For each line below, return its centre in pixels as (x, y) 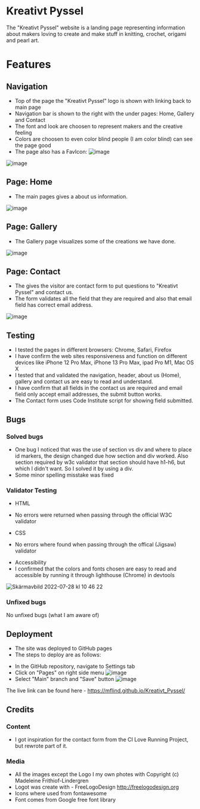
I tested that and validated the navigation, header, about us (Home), (98, 376)
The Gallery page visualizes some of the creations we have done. (95, 241)
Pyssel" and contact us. (44, 292)
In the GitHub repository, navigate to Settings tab (75, 666)
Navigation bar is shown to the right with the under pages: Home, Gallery (104, 113)
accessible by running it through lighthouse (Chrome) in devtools (95, 575)
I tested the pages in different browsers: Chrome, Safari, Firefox (93, 350)
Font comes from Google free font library (65, 800)
